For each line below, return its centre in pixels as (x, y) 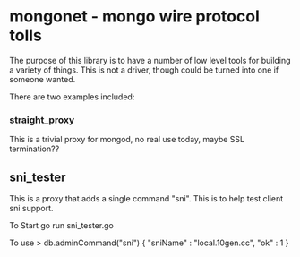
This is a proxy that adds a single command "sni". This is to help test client (146, 199)
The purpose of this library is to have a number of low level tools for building (150, 60)
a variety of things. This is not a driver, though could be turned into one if (144, 70)
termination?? (34, 149)
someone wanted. (43, 79)
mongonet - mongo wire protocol (134, 17)
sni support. (31, 209)
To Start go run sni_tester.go (61, 226)
